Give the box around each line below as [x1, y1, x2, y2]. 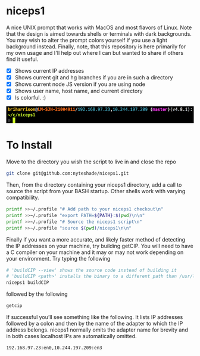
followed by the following [6, 290, 68, 298]
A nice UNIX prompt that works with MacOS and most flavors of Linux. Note [6, 24, 192, 31]
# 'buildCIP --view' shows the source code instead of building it [6, 267, 177, 273]
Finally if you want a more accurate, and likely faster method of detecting [6, 236, 186, 243]
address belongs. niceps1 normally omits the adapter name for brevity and [6, 326, 189, 333]
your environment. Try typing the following [6, 255, 111, 262]
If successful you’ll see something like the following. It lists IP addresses [6, 314, 183, 321]
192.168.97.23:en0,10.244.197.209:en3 [6, 345, 102, 351]
